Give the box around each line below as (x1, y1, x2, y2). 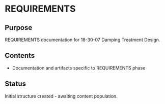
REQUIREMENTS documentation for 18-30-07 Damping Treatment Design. (5, 37, 160, 43)
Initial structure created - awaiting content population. (5, 93, 118, 99)
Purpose (5, 23, 33, 32)
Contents (5, 51, 35, 60)
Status (5, 80, 26, 88)
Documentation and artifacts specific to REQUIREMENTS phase (12, 64, 146, 71)
